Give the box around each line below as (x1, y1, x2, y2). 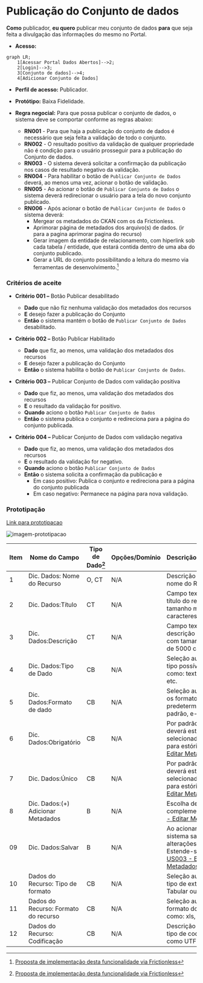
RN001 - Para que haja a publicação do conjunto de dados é (24, 127, 175, 134)
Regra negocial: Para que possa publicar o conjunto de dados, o (14, 109, 176, 116)
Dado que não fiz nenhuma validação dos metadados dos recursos (24, 304, 192, 311)
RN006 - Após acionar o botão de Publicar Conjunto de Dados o (24, 204, 185, 212)
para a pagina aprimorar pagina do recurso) (33, 230, 142, 237)
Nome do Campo (30, 553, 80, 561)
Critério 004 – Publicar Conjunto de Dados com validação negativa (14, 433, 182, 440)
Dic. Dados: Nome (28, 572, 80, 580)
